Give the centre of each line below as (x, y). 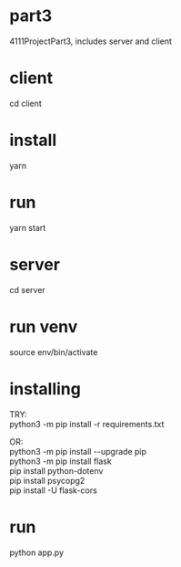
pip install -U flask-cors (53, 490)
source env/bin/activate (54, 352)
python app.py (37, 552)
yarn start (28, 227)
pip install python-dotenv (56, 470)
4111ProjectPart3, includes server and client (91, 41)
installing (45, 388)
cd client (26, 103)
